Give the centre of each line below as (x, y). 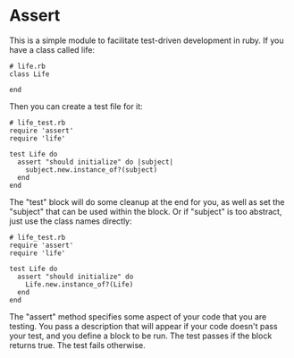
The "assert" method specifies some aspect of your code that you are (138, 316)
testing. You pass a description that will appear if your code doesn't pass (144, 326)
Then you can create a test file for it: (76, 106)
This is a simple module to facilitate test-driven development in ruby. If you (147, 40)
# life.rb (28, 66)
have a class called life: (52, 49)
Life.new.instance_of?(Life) (80, 284)
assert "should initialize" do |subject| (96, 162)
